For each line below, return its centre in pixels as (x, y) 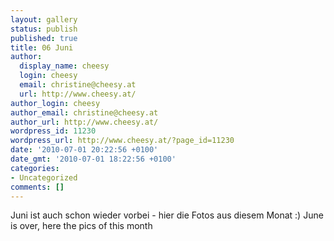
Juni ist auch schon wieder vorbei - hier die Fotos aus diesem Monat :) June (167, 215)
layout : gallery (44, 19)
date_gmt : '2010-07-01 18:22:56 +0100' (93, 159)
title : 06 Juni (42, 47)
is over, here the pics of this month (81, 226)
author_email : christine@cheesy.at (84, 112)
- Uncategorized (44, 177)
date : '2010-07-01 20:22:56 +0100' (84, 150)
